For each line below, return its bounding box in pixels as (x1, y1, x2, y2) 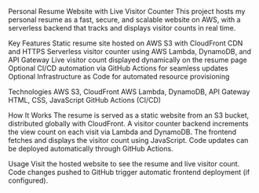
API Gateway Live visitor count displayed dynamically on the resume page (8, 55, 247, 64)
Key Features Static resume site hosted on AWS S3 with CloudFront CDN (8, 38, 243, 48)
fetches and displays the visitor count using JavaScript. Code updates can (8, 136, 249, 144)
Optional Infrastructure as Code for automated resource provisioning (8, 72, 230, 81)
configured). (8, 176, 49, 185)
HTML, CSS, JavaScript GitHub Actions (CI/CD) (8, 96, 162, 104)
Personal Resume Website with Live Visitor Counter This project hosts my (8, 7, 246, 16)
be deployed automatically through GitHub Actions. (8, 144, 174, 153)
